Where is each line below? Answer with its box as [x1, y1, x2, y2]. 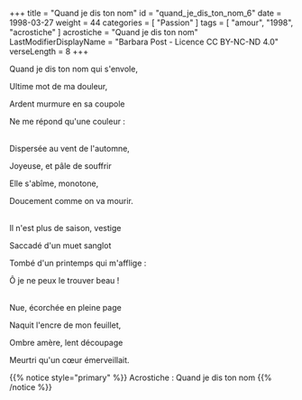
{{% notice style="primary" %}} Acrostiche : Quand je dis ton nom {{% [9, 372, 272, 383]
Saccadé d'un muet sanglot [9, 240, 112, 251]
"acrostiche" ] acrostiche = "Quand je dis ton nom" [9, 27, 198, 37]
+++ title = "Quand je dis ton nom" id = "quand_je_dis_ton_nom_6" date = [9, 8, 282, 18]
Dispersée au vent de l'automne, [9, 144, 131, 153]
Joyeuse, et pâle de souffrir [9, 161, 113, 171]
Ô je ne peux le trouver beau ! [9, 275, 120, 285]
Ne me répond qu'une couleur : [9, 116, 126, 126]
